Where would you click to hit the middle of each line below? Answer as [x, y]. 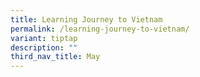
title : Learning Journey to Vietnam [86, 19]
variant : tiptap [44, 38]
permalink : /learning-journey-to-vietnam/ [100, 29]
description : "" [44, 47]
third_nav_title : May [55, 57]
